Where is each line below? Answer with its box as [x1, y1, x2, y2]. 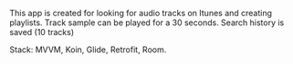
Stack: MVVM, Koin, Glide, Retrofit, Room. [9, 44, 167, 55]
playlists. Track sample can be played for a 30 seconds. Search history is [9, 17, 285, 28]
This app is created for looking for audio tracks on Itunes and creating [9, 8, 272, 18]
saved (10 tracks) [9, 27, 75, 37]
